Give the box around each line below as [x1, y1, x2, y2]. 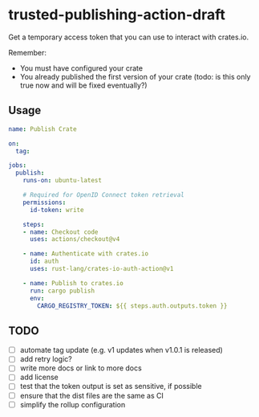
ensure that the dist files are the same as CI [19, 390, 164, 400]
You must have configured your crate [19, 63, 143, 73]
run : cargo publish [29, 287, 95, 295]
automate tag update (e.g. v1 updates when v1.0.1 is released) [19, 345, 223, 355]
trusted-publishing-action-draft [8, 6, 226, 24]
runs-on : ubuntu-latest [22, 177, 103, 185]
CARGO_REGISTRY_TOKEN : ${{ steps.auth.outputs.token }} [37, 301, 228, 310]
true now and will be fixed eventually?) [19, 80, 148, 90]
